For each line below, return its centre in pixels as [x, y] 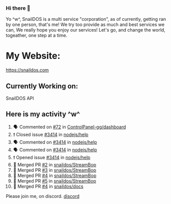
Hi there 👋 [18, 8]
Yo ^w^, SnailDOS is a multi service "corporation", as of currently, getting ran [86, 19]
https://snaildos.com [27, 70]
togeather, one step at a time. [37, 36]
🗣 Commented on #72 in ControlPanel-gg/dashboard [69, 127]
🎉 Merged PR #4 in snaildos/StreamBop [55, 176]
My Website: [33, 56]
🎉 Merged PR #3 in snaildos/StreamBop [54, 170]
